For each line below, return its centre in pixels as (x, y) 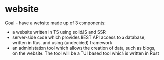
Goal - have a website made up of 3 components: (56, 23)
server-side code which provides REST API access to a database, (79, 37)
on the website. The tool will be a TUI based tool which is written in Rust (85, 53)
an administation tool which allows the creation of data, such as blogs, (84, 48)
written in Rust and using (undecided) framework (62, 42)
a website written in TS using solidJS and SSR (59, 32)
